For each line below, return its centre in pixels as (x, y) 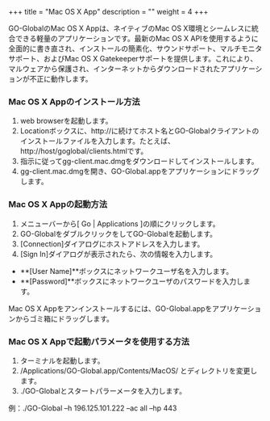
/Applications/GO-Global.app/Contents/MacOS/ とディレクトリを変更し (139, 370)
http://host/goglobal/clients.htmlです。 (84, 151)
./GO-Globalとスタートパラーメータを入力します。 (103, 390)
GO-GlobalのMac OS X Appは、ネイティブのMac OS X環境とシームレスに (130, 28)
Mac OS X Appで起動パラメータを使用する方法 (99, 341)
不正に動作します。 (61, 79)
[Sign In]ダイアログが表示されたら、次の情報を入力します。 (118, 254)
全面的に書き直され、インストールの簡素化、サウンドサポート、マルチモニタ (135, 48)
